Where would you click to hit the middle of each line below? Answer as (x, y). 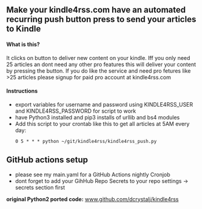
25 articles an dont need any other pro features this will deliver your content (101, 64)
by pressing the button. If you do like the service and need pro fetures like (99, 71)
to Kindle (24, 29)
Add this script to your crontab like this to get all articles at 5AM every (102, 124)
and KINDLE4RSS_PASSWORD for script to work (76, 111)
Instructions (22, 91)
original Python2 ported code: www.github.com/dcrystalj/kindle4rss (93, 199)
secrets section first (40, 187)
